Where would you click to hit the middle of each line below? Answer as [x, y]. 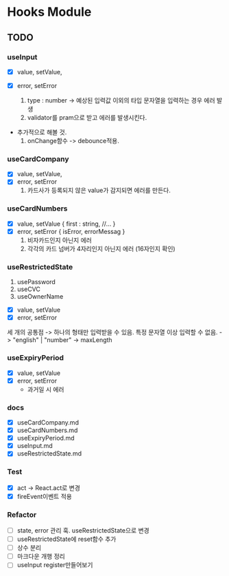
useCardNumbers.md [47, 430]
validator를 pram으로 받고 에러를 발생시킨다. [87, 117]
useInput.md [35, 446]
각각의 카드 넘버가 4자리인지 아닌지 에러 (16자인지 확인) [101, 248]
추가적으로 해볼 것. [42, 132]
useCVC [29, 289]
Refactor [22, 515]
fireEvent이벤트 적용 [44, 496]
